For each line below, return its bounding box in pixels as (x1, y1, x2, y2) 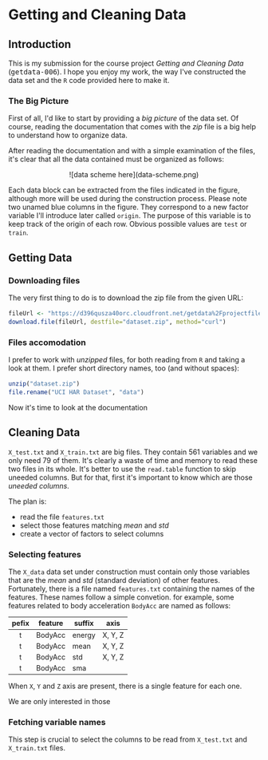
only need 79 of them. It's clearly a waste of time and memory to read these (8, 455, 258, 465)
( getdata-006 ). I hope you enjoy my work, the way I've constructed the (8, 67, 246, 77)
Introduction (8, 38, 72, 51)
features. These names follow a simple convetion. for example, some (8, 592, 235, 602)
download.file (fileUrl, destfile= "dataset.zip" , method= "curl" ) (8, 318, 227, 326)
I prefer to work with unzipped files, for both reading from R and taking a (8, 355, 246, 365)
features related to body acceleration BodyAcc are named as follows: (8, 600, 231, 610)
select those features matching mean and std (19, 521, 169, 530)
